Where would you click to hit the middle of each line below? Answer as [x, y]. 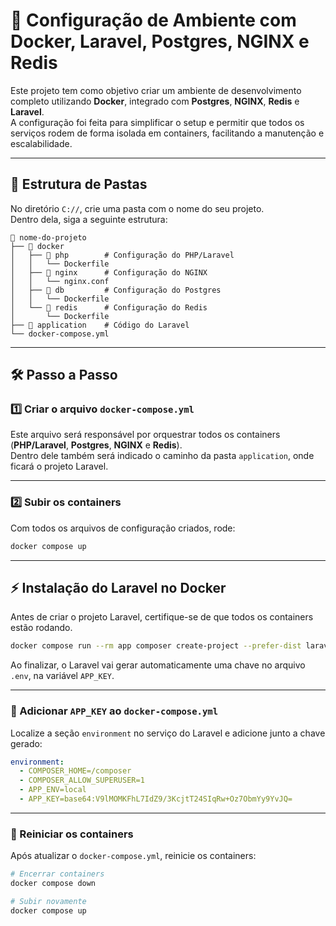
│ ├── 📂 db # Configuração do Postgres [116, 290]
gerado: [26, 743]
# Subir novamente [48, 902]
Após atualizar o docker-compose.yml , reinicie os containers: [133, 856]
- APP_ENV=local [53, 790]
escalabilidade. [41, 143]
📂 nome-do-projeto [48, 237]
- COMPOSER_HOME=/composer [75, 771]
